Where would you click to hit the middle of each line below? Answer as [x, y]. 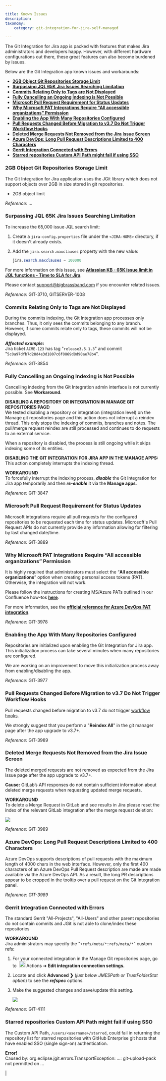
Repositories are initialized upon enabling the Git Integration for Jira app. [79, 645]
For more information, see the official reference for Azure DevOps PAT [78, 607]
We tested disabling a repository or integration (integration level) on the [78, 412]
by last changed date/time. [32, 532]
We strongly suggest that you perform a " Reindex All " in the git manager [79, 725]
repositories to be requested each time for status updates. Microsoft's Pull [81, 522]
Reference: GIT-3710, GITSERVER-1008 [45, 294]
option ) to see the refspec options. [48, 981]
